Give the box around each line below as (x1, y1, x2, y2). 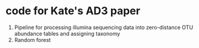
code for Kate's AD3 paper (5, 4, 141, 18)
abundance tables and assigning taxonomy (14, 30, 121, 37)
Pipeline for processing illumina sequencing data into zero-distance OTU (14, 24, 194, 31)
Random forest (14, 36, 51, 43)
